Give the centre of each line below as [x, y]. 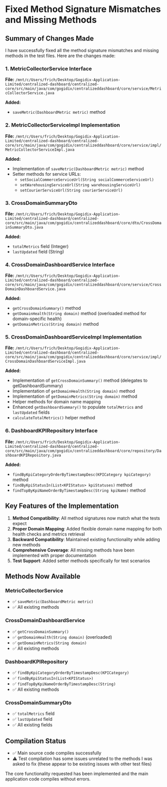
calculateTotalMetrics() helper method [54, 418]
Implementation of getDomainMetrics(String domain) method [75, 396]
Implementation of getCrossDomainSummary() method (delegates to [80, 380]
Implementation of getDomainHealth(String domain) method [74, 391]
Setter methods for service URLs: [47, 174]
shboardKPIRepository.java [33, 455]
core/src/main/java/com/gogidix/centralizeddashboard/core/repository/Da [83, 451]
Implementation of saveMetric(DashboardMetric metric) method [78, 168]
